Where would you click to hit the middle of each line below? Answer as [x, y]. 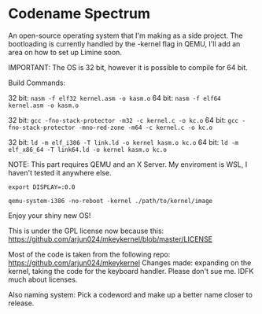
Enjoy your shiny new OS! [50, 215]
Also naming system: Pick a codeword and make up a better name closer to [131, 294]
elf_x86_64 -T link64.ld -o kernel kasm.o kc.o [88, 150]
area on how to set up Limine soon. [65, 52]
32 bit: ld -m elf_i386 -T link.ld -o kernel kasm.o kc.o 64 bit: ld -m [124, 142]
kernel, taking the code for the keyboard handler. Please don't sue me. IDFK [131, 271]
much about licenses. [43, 279]
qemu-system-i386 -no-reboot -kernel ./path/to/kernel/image [111, 201]
